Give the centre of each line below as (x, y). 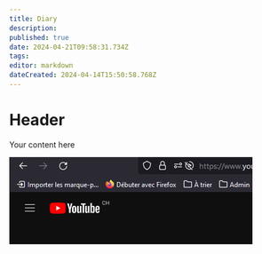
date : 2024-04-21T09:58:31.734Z (69, 47)
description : (33, 28)
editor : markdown (41, 66)
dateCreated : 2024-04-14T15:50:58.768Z (83, 75)
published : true (39, 37)
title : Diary (33, 19)
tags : (19, 56)
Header (37, 120)
